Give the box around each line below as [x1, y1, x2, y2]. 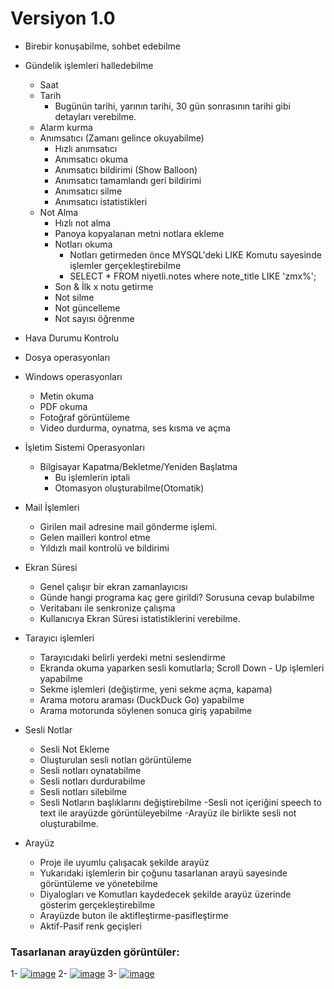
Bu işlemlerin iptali [54, 471, 131, 483]
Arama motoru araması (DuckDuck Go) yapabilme [39, 693, 245, 706]
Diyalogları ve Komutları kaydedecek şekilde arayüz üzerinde [39, 888, 292, 900]
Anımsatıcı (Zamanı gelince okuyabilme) [39, 132, 205, 144]
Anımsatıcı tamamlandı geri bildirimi [54, 174, 202, 186]
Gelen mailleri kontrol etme [39, 531, 151, 543]
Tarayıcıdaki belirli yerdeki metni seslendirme [39, 651, 226, 663]
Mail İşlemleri [24, 501, 80, 513]
